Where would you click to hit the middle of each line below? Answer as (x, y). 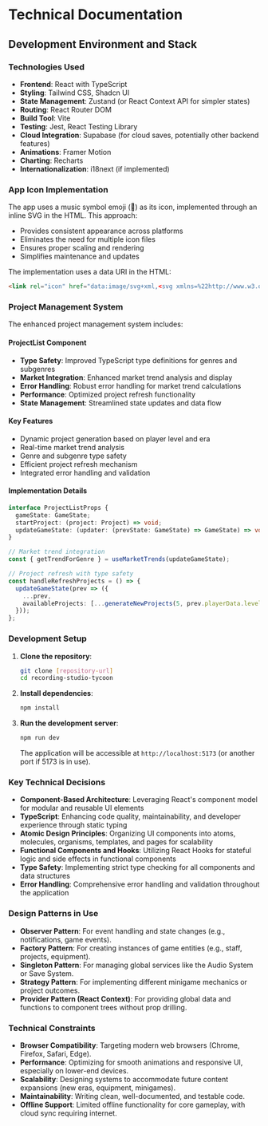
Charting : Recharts (51, 160)
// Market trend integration (57, 552)
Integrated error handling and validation (85, 472)
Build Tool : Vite (45, 118)
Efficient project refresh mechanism (79, 464)
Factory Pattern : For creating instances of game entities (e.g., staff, (131, 948)
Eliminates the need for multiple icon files (87, 239)
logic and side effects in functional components (98, 859)
